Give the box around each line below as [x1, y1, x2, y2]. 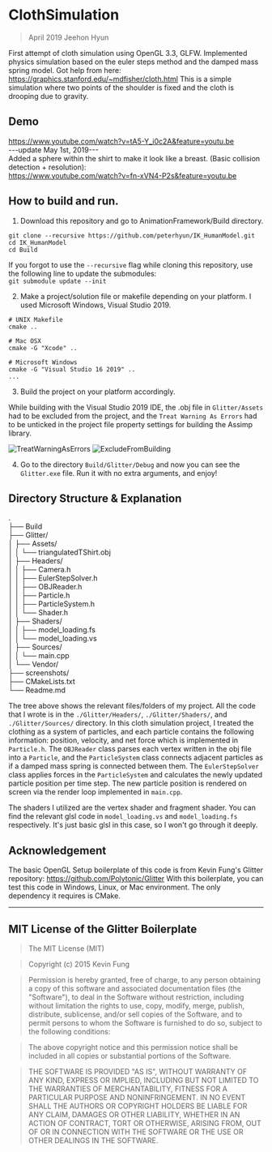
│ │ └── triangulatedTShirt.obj [8, 547, 112, 557]
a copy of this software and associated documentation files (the [28, 983, 241, 993]
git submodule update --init [8, 277, 107, 285]
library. [8, 428, 32, 438]
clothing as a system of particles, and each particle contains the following [8, 727, 255, 737]
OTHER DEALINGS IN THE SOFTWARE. [28, 1136, 159, 1145]
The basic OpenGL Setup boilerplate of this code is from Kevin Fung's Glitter [8, 865, 264, 875]
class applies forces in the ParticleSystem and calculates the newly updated [8, 770, 263, 780]
